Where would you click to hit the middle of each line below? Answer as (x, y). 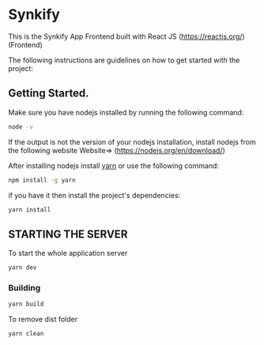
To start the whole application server (68, 253)
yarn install (30, 210)
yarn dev (23, 268)
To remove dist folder (43, 319)
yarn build (26, 304)
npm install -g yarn (42, 180)
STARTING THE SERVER (68, 234)
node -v (21, 127)
